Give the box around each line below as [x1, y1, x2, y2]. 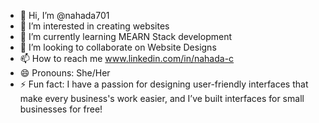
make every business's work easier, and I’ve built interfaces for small [19, 93, 305, 104]
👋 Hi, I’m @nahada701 [19, 10, 110, 21]
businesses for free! [19, 103, 103, 115]
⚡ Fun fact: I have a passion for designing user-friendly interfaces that [19, 78, 309, 90]
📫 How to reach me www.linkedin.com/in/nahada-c [19, 53, 235, 64]
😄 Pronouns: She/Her [19, 67, 111, 79]
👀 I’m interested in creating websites [19, 20, 170, 32]
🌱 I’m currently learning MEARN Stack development [19, 31, 232, 42]
